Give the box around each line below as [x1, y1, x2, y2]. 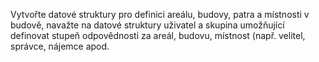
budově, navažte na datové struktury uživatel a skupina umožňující [10, 19, 285, 31]
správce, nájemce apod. [10, 40, 110, 52]
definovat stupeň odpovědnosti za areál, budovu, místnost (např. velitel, [10, 30, 306, 41]
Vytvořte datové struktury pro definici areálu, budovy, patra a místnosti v [10, 9, 310, 20]
